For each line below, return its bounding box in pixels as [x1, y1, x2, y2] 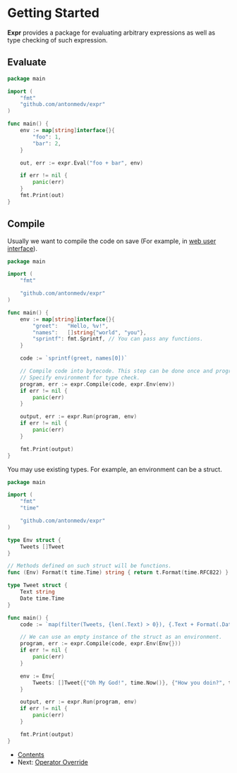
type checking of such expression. [7, 35, 108, 44]
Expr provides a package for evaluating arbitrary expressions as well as [7, 28, 216, 37]
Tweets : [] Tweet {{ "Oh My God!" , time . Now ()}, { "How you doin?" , [32, 679, 226, 686]
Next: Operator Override [17, 757, 88, 766]
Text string [20, 589, 55, 596]
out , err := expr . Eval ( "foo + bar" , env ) [20, 159, 143, 167]
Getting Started [7, 5, 100, 21]
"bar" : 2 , [32, 140, 61, 147]
